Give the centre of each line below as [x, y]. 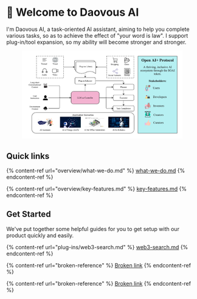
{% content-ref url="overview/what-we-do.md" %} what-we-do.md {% [96, 171]
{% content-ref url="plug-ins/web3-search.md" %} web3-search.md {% [97, 247]
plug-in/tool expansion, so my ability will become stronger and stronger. [96, 42]
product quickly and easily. [40, 235]
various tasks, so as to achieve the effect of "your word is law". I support [97, 35]
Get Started [29, 214]
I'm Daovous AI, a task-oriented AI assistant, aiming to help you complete [98, 29]
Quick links [28, 156]
